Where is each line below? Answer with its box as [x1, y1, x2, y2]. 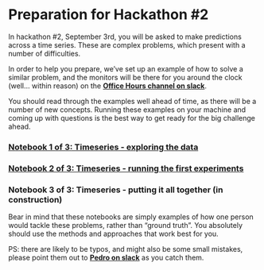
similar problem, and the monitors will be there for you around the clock [8, 72, 243, 82]
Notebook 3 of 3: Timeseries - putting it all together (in [8, 184, 223, 195]
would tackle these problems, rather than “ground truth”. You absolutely [8, 221, 243, 230]
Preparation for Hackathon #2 [8, 6, 209, 24]
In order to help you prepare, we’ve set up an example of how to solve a [8, 64, 244, 73]
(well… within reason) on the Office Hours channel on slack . [8, 81, 207, 91]
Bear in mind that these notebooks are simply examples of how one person [8, 212, 254, 222]
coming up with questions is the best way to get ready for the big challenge [8, 113, 256, 122]
